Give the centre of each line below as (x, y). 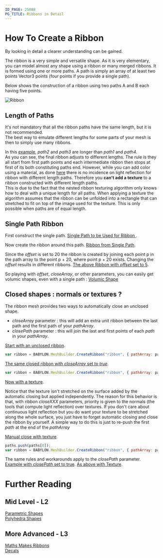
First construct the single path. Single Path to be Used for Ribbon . (71, 236)
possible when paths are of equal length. (46, 208)
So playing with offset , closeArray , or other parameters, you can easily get (79, 274)
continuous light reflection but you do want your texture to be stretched (76, 412)
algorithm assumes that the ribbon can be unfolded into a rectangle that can (81, 198)
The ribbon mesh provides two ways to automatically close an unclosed (77, 306)
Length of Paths (30, 115)
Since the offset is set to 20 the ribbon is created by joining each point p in (80, 255)
